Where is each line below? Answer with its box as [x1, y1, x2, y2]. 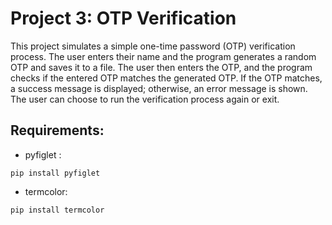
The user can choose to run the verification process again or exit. [10, 93, 280, 105]
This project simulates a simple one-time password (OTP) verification [10, 40, 296, 52]
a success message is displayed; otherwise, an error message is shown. [10, 82, 308, 94]
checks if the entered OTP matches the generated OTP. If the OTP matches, [10, 72, 323, 84]
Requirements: [10, 122, 105, 139]
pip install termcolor [10, 205, 105, 215]
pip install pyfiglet [10, 168, 101, 178]
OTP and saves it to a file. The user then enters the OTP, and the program [10, 61, 313, 73]
